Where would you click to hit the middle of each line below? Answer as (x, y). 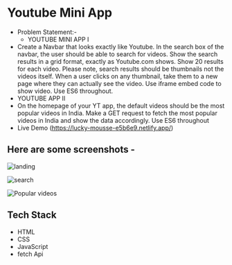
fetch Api (30, 254)
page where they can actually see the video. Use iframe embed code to (119, 83)
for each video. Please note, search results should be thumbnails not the (121, 69)
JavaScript (33, 246)
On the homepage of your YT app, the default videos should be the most (121, 105)
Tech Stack (32, 215)
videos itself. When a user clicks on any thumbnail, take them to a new (117, 76)
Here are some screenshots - (71, 149)
